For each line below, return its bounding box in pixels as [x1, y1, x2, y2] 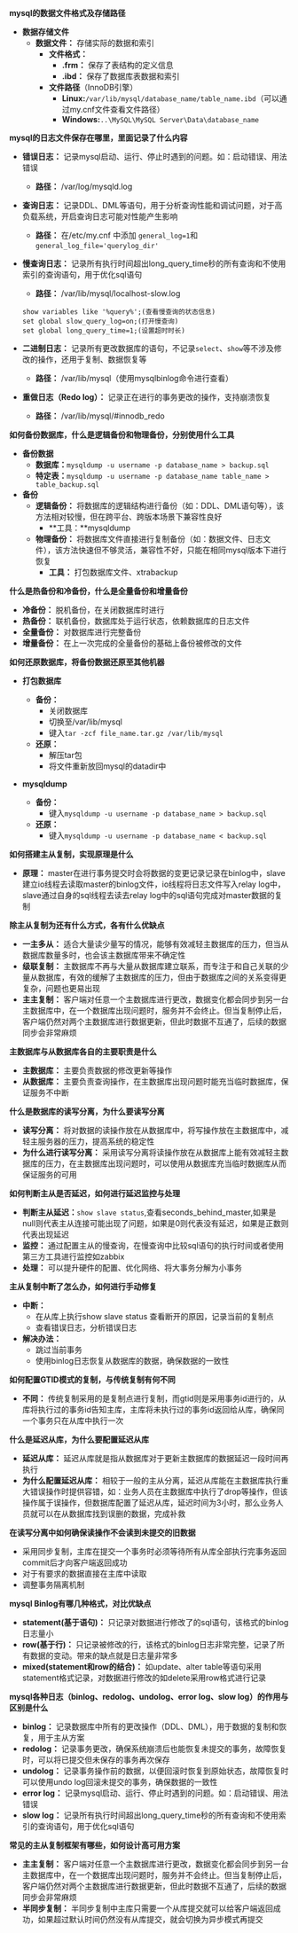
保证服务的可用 [21, 1170, 77, 1179]
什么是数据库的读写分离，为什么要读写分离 [9, 1107, 165, 1116]
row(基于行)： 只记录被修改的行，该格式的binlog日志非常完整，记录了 [21, 1640, 278, 1649]
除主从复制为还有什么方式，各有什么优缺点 [9, 920, 165, 930]
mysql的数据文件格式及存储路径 [9, 8, 126, 18]
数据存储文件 [21, 27, 69, 37]
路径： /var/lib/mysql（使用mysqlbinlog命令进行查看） [35, 373, 233, 383]
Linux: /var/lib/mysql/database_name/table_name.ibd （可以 [61, 93, 279, 104]
